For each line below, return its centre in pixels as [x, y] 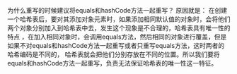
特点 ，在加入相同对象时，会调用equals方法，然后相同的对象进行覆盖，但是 [117, 37]
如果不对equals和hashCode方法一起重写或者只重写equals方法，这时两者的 [116, 45]
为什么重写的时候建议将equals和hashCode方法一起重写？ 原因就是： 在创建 [117, 10]
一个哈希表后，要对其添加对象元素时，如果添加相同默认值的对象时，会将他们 [119, 19]
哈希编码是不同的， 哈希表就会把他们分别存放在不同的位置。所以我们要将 [114, 54]
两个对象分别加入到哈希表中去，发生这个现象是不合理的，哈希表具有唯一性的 [119, 28]
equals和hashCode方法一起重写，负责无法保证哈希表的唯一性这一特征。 [112, 63]
